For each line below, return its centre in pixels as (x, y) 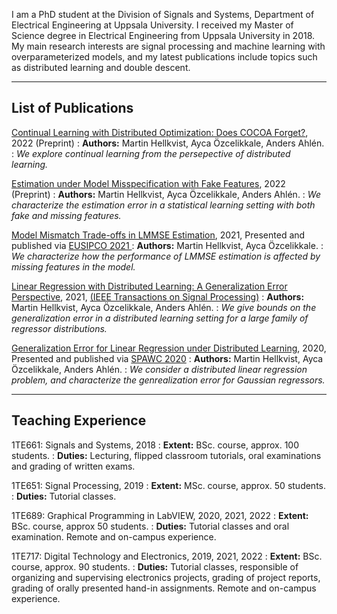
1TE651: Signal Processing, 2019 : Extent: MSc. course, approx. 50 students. (169, 485)
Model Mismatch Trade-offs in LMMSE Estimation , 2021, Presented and (158, 235)
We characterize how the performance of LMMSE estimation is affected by (166, 256)
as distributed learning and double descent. (101, 67)
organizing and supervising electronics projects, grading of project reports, (166, 577)
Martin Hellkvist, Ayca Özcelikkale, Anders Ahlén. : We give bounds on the (164, 307)
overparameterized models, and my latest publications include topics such (164, 57)
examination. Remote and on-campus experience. (114, 536)
